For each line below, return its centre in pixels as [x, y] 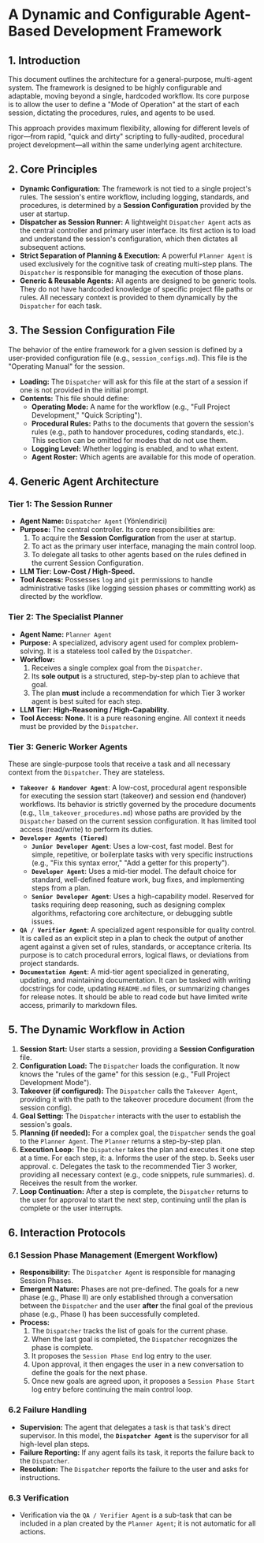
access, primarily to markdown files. [78, 1005]
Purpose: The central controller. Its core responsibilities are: [117, 530]
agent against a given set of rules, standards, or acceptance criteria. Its [136, 946]
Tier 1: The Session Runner [60, 504]
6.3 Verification [39, 1497]
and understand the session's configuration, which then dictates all [128, 239]
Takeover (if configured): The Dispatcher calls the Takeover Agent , [128, 1091]
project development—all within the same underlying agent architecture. [125, 145]
